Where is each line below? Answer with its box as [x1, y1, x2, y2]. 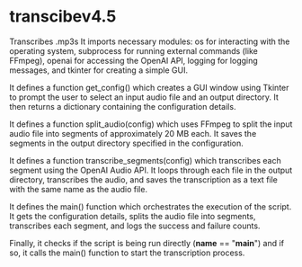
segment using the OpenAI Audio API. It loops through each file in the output [9, 165, 293, 175]
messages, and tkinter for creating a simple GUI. [9, 65, 189, 76]
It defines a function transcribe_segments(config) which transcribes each [9, 155, 281, 165]
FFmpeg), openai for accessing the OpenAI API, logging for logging [9, 55, 258, 66]
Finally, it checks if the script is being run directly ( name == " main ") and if [9, 237, 285, 248]
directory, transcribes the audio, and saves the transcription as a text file [9, 174, 279, 185]
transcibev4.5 [9, 6, 117, 27]
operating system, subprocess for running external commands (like [9, 45, 258, 56]
